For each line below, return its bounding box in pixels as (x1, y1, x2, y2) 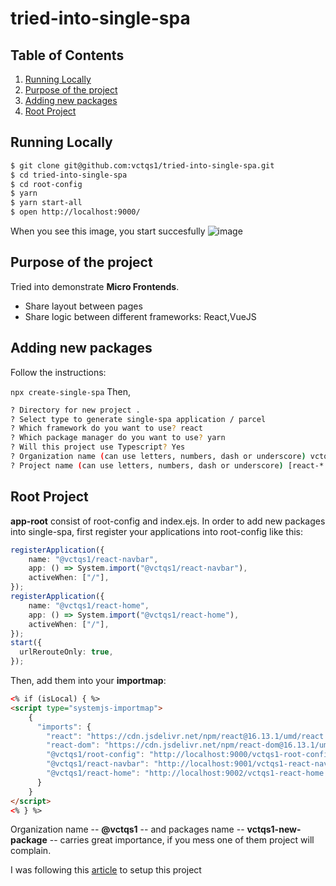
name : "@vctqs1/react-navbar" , (28, 554, 159, 564)
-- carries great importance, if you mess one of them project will (49, 834, 315, 846)
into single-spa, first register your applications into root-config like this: (10, 525, 304, 537)
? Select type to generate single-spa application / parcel (10, 414, 267, 424)
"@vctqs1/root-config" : (46, 750, 145, 760)
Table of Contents (10, 47, 125, 64)
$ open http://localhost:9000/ (10, 207, 141, 217)
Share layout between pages (24, 300, 143, 312)
